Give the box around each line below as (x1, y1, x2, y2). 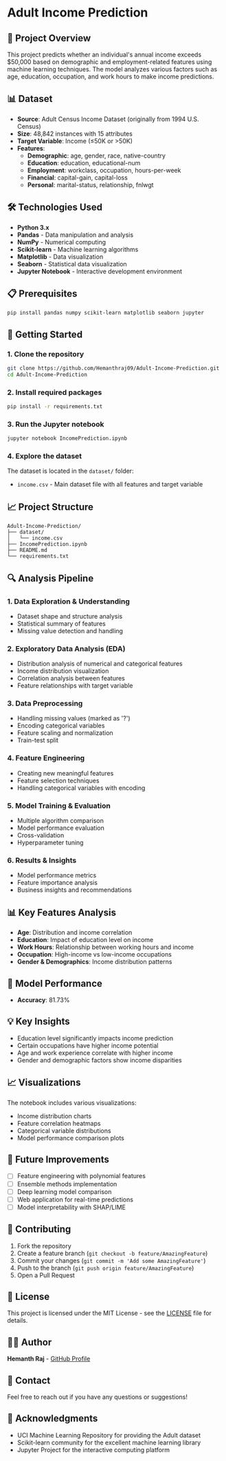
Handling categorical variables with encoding (16, 783, 146, 792)
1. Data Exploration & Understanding (7, 597, 131, 606)
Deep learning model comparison (16, 1187, 112, 1195)
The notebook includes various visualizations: (7, 1098, 137, 1107)
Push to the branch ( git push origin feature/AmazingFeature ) (16, 1263, 194, 1272)
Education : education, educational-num (27, 158, 141, 167)
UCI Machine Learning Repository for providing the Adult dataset (16, 1431, 201, 1439)
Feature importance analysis (16, 879, 98, 887)
